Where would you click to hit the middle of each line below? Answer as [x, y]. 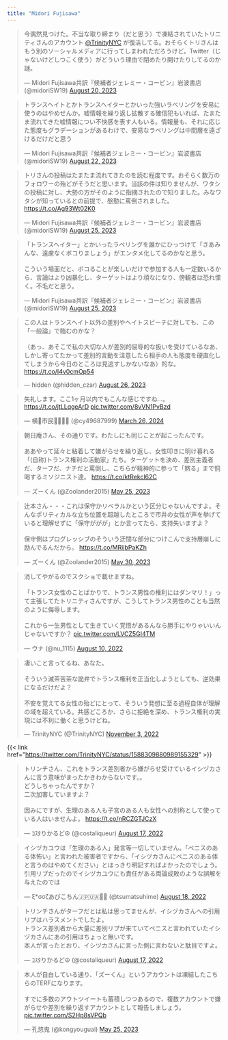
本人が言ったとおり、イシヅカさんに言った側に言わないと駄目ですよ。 [123, 945]
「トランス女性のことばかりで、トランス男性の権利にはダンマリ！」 [119, 592]
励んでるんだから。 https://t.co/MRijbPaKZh [85, 547]
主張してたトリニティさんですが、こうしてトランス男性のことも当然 [125, 600]
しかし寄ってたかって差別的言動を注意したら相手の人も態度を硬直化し [122, 355]
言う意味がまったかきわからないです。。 [91, 777]
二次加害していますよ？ [57, 794]
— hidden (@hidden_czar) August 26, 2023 [85, 385]
